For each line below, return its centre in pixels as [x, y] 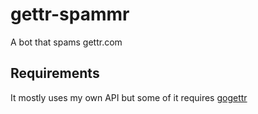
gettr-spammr [70, 14]
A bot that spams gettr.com [66, 42]
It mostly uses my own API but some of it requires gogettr [129, 97]
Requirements [55, 73]
